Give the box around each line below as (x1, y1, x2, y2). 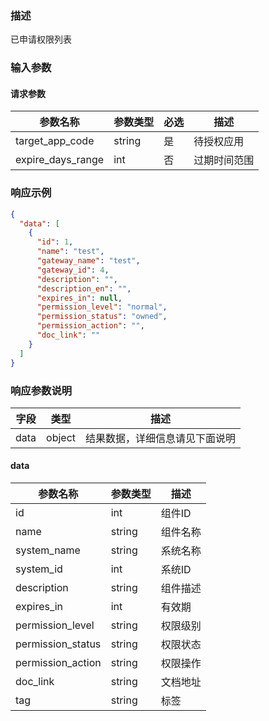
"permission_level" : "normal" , (36, 302, 168, 312)
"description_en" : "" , (36, 283, 132, 294)
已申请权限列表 (10, 33, 72, 46)
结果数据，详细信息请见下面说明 (85, 431, 237, 445)
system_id (15, 562, 63, 576)
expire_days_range (15, 153, 105, 167)
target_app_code (15, 134, 95, 148)
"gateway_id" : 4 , (36, 265, 110, 275)
